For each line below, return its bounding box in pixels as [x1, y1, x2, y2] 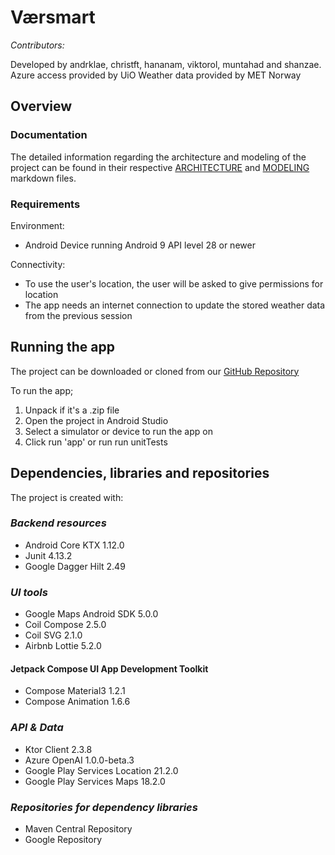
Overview [10, 98, 73, 115]
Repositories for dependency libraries [10, 800, 198, 814]
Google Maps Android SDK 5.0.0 [24, 608, 159, 620]
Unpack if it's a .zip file [24, 404, 120, 416]
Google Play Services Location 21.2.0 [24, 764, 179, 776]
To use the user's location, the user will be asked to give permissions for [24, 277, 324, 290]
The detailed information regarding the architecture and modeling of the [10, 151, 307, 163]
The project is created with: [10, 491, 124, 503]
